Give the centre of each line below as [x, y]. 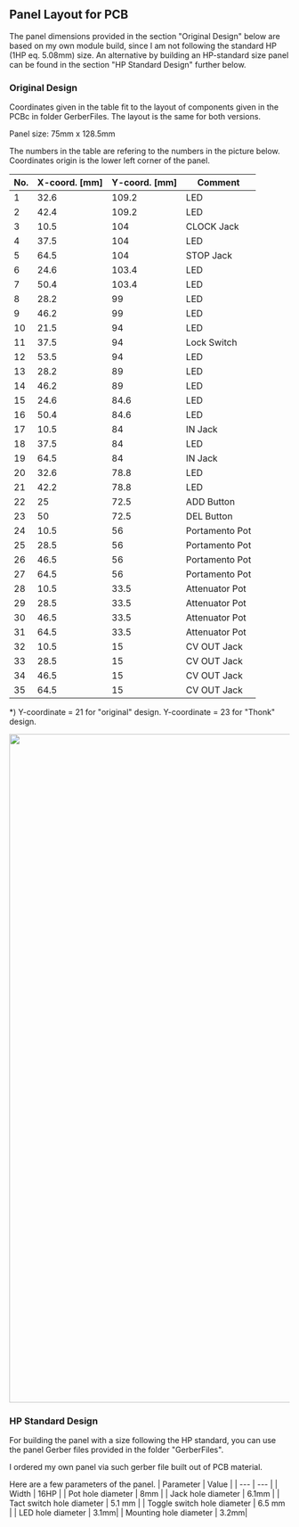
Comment [218, 183]
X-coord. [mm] [70, 183]
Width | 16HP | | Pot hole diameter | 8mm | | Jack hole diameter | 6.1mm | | [145, 1494]
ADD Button [210, 502]
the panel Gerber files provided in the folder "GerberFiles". [117, 1450]
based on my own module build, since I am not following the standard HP [143, 45]
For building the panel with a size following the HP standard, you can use [143, 1441]
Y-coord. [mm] [145, 183]
